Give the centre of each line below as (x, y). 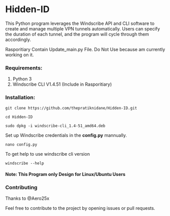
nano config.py (21, 145)
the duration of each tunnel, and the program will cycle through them (77, 34)
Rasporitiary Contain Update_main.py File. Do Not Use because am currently (85, 49)
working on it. (20, 55)
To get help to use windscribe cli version (48, 154)
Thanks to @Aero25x (27, 198)
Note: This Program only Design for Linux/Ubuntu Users (65, 174)
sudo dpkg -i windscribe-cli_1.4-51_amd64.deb (55, 126)
